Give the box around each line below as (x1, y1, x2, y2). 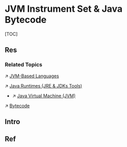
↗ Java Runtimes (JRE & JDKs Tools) (5, 82, 83, 89)
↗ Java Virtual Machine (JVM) (12, 93, 76, 99)
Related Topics (5, 61, 43, 68)
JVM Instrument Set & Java (5, 3, 123, 15)
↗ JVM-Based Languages (5, 73, 59, 79)
